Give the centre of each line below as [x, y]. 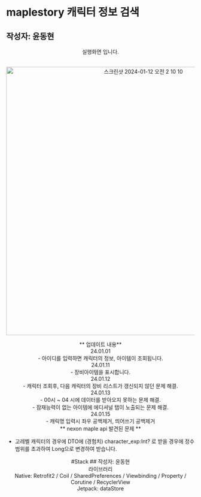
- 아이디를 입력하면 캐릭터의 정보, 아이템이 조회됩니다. [100, 358]
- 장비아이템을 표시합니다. [100, 372]
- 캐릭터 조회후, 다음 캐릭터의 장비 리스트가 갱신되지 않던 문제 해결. [100, 386]
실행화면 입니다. [100, 52]
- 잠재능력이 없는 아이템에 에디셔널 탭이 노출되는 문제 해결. [100, 407]
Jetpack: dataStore [100, 488]
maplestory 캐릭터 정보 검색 [73, 12]
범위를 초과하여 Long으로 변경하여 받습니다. [66, 449]
